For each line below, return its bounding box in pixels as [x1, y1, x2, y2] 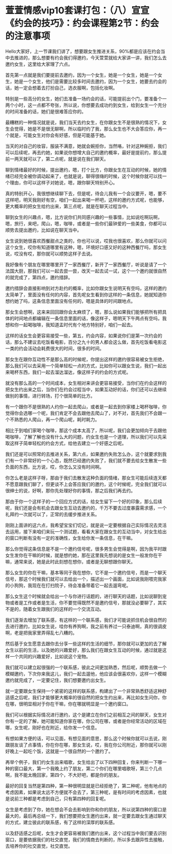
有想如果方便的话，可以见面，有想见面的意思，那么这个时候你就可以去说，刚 [5, 735, 167, 741]
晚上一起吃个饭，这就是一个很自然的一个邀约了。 [9, 748, 113, 754]
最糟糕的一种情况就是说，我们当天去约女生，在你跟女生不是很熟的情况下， [5, 119, 162, 126]
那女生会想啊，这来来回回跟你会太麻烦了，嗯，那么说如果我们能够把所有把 [5, 308, 162, 315]
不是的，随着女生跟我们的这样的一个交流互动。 [5, 606, 104, 612]
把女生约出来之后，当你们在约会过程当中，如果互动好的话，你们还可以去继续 [5, 386, 167, 392]
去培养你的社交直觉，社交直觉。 [5, 843, 73, 849]
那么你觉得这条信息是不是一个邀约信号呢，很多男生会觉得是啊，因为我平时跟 [5, 546, 167, 552]
